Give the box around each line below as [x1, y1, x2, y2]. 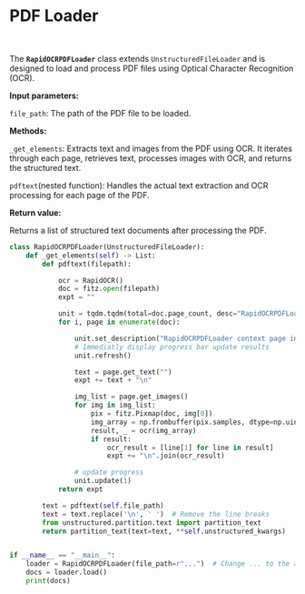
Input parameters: [9, 90, 80, 101]
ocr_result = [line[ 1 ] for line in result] [106, 443, 274, 452]
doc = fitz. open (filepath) [57, 284, 161, 294]
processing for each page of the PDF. [9, 189, 150, 200]
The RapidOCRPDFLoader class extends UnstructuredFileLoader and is [9, 53, 266, 64]
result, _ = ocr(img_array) [90, 426, 197, 435]
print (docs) [25, 577, 71, 586]
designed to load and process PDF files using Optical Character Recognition [9, 63, 294, 74]
